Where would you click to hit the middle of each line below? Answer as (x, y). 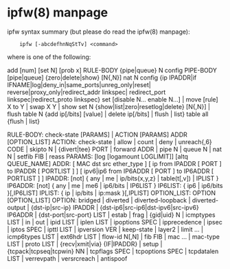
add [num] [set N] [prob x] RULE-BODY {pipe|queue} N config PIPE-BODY (112, 70)
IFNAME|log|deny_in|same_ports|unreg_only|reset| (79, 84)
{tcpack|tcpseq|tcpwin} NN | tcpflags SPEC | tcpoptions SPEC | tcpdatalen (113, 251)
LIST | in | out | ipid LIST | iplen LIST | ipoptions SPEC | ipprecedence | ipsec (115, 222)
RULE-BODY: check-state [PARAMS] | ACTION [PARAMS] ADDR (97, 134)
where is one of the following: (49, 57)
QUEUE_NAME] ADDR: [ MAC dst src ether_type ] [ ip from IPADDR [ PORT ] (114, 163)
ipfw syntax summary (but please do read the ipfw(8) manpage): (99, 32)
